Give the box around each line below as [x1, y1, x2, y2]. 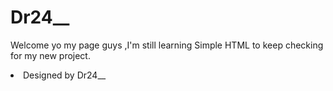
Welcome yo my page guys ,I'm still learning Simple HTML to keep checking [10, 39, 324, 51]
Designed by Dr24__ [23, 69, 107, 81]
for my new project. [10, 49, 91, 61]
